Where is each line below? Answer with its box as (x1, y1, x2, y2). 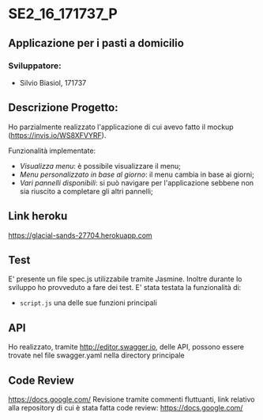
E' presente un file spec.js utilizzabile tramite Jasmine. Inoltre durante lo (8, 274, 242, 284)
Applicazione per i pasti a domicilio (8, 36, 184, 50)
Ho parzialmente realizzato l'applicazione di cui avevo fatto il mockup (8, 122, 235, 132)
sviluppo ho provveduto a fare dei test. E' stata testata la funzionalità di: (8, 283, 242, 292)
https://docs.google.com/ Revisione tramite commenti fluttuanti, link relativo (8, 394, 255, 404)
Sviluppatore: (8, 60, 62, 71)
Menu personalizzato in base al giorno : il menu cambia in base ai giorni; (19, 170, 254, 179)
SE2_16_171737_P (8, 5, 118, 23)
